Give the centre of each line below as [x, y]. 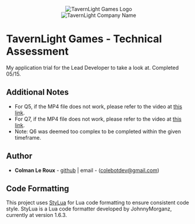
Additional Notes [38, 92]
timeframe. [28, 137]
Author [19, 156]
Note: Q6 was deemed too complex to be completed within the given [97, 131]
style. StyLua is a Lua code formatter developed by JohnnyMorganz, [89, 209]
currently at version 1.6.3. [37, 215]
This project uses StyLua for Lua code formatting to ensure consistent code [97, 203]
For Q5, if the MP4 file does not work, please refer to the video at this [98, 106]
